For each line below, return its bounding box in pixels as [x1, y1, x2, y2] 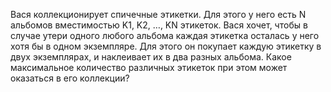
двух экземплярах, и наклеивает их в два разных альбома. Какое [10, 51, 292, 63]
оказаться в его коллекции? [10, 72, 130, 84]
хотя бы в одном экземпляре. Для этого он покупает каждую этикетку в [10, 40, 322, 52]
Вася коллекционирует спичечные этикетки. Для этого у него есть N [10, 9, 307, 20]
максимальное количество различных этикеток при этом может [10, 62, 288, 73]
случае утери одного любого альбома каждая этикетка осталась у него [10, 30, 320, 41]
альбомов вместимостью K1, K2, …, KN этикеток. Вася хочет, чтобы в [10, 19, 308, 31]
